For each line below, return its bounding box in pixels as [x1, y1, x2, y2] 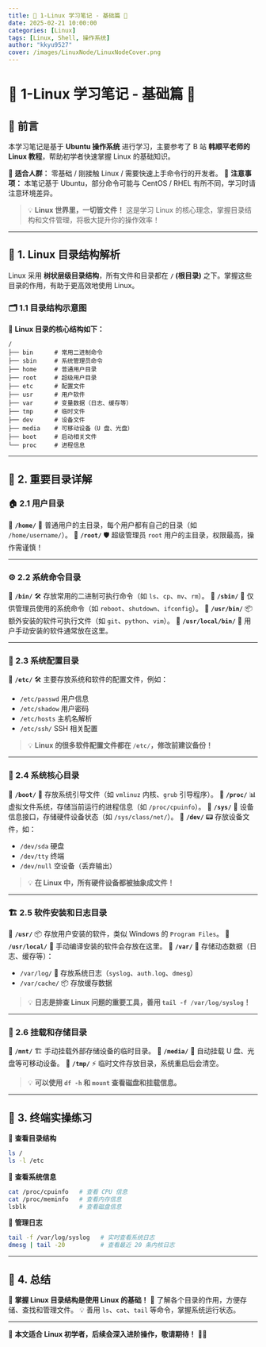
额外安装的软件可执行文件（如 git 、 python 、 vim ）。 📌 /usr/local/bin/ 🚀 [8, 616, 243, 625]
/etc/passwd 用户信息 [19, 694, 89, 703]
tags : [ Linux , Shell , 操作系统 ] [8, 33, 111, 42]
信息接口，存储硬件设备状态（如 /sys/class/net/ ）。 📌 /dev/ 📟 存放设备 [8, 811, 243, 822]
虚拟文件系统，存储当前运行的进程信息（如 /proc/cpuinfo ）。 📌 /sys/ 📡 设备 [8, 802, 254, 811]
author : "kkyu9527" [8, 41, 73, 49]
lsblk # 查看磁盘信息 [8, 1203, 122, 1210]
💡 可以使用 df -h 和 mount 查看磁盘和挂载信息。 [27, 1078, 181, 1087]
